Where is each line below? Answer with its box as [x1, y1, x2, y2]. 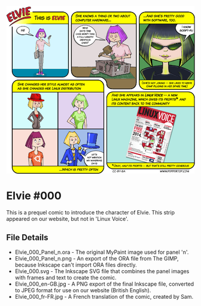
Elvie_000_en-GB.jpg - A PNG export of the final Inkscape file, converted [14, 280, 194, 287]
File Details [6, 232, 48, 243]
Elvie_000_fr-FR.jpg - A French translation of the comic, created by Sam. [14, 293, 193, 300]
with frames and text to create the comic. [14, 274, 117, 281]
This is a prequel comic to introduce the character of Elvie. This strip [6, 208, 175, 216]
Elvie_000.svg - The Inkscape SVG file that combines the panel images [14, 267, 190, 275]
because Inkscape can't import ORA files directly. [14, 261, 137, 268]
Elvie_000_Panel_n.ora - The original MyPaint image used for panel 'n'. [14, 249, 189, 256]
